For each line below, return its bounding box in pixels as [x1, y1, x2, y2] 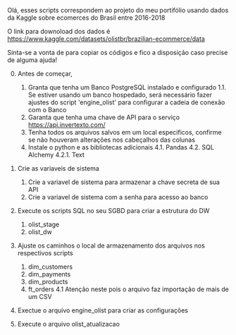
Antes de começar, [17, 70, 73, 78]
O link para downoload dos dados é [7, 28, 111, 35]
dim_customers [27, 262, 73, 271]
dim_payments [27, 270, 71, 278]
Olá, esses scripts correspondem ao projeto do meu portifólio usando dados [7, 6, 229, 14]
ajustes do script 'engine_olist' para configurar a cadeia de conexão [27, 98, 225, 106]
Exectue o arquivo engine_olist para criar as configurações [17, 306, 189, 315]
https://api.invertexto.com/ [27, 121, 106, 129]
